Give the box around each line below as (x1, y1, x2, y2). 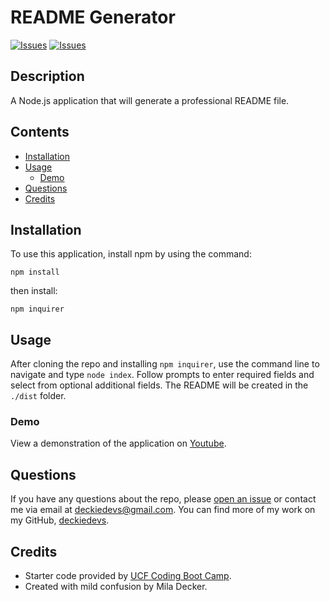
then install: (10, 285, 58, 297)
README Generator (10, 6, 176, 29)
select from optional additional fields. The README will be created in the (10, 379, 309, 391)
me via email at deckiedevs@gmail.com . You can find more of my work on (10, 504, 316, 516)
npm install (10, 267, 60, 278)
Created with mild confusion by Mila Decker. (24, 581, 208, 593)
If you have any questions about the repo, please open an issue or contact (10, 493, 317, 505)
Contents (10, 124, 70, 141)
